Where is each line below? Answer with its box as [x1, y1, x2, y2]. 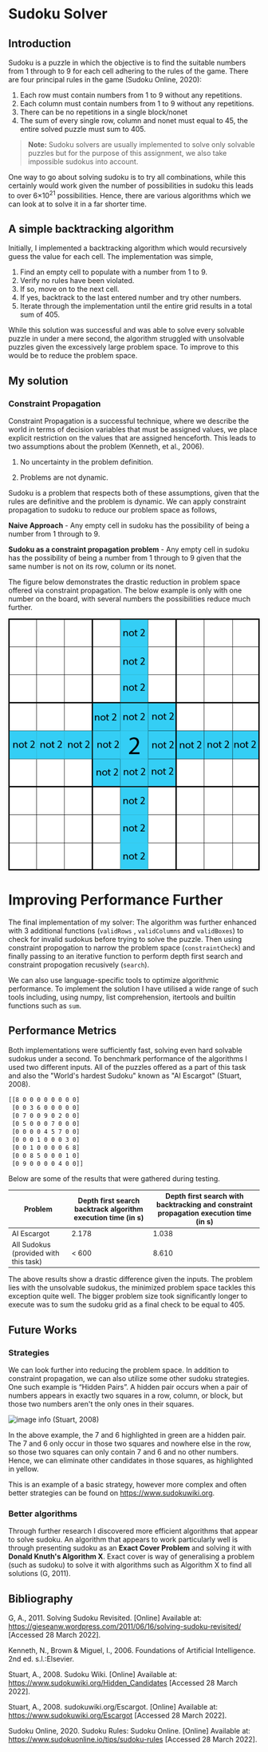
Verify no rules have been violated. [19, 276, 135, 285]
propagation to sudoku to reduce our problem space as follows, [8, 505, 218, 515]
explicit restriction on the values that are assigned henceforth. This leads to [8, 433, 257, 443]
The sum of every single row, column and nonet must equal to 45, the [19, 116, 249, 125]
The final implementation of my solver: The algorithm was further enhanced [8, 917, 257, 928]
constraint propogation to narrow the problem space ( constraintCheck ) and [8, 943, 255, 952]
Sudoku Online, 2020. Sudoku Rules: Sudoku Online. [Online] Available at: [8, 1726, 251, 1736]
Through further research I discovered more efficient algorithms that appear [8, 1527, 258, 1536]
